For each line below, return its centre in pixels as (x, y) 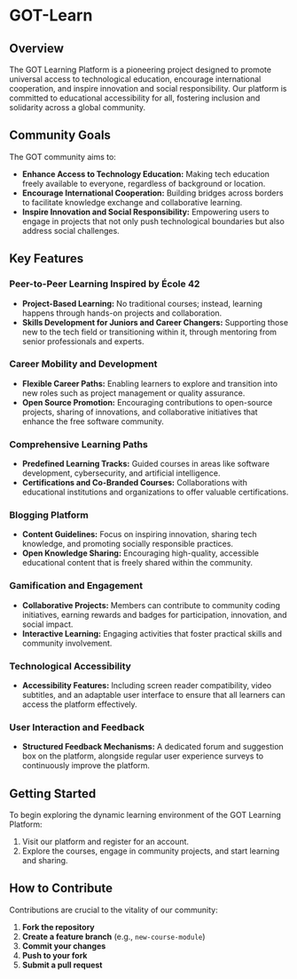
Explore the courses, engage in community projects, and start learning (151, 851)
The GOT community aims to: (63, 156)
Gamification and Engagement (76, 586)
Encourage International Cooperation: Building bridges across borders (152, 193)
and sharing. (45, 861)
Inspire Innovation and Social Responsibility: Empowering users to (145, 212)
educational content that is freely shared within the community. (137, 563)
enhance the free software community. (93, 421)
